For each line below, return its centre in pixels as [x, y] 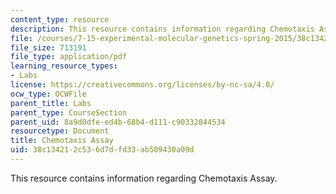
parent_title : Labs [51, 103]
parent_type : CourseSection [69, 112]
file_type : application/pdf [69, 57]
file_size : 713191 [48, 47]
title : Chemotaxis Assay [62, 141]
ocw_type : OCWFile [48, 94]
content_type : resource [60, 19]
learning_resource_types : [64, 66]
